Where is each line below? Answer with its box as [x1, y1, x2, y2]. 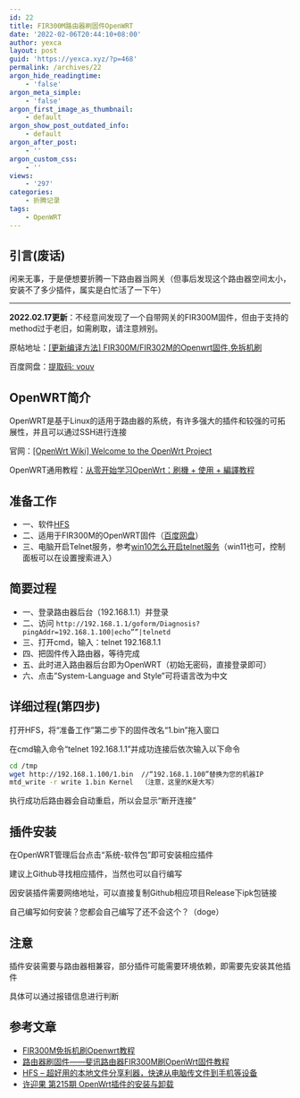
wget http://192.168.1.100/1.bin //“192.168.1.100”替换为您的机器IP [9, 770, 264, 779]
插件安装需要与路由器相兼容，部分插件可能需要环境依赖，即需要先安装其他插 [9, 960, 291, 971]
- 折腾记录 [25, 196, 61, 206]
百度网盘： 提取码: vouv [9, 362, 96, 372]
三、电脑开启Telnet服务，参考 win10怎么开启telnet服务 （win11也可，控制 [21, 541, 286, 552]
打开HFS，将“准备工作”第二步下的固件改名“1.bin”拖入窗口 [9, 724, 221, 735]
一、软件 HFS [21, 519, 70, 530]
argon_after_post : [9, 138, 78, 147]
